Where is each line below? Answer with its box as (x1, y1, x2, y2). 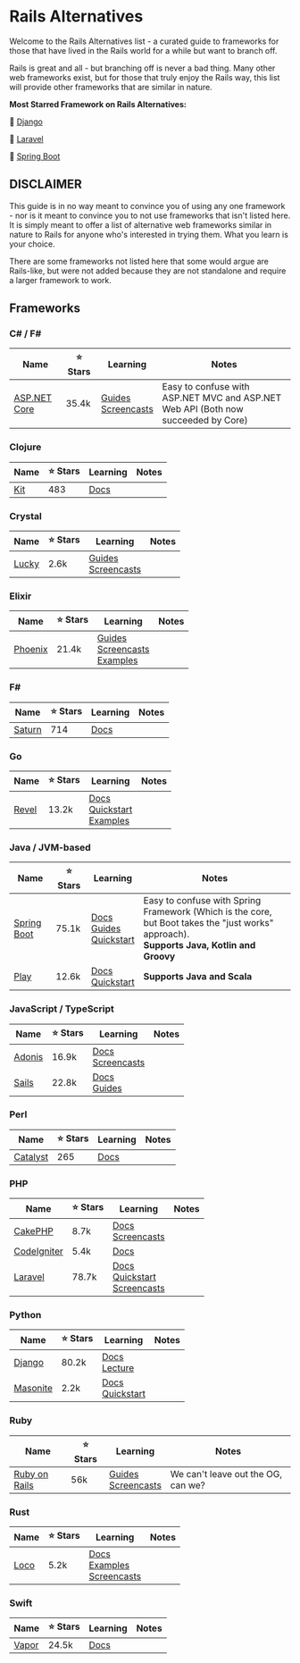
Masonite (13, 1382, 54, 1395)
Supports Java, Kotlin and (143, 939, 256, 952)
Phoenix (13, 643, 48, 656)
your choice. (9, 239, 55, 249)
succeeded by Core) (162, 414, 248, 426)
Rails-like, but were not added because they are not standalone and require (9, 265, 287, 276)
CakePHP (13, 1225, 54, 1238)
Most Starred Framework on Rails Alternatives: (9, 98, 187, 109)
